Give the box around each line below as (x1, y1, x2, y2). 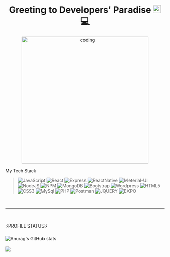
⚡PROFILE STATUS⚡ (5, 222, 48, 229)
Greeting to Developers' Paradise (9, 4, 151, 16)
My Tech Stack (5, 167, 37, 174)
